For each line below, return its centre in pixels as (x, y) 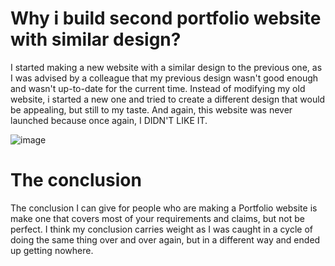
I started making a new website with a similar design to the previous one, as (166, 67)
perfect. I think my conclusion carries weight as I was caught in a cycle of (162, 229)
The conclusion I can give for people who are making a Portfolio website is (164, 208)
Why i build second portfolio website (166, 18)
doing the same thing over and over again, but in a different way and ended (165, 239)
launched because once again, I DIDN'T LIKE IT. (109, 120)
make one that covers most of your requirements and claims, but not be (157, 218)
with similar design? (96, 39)
